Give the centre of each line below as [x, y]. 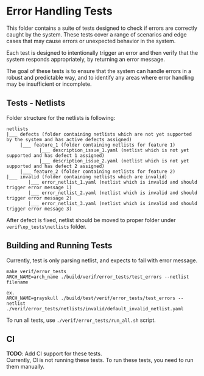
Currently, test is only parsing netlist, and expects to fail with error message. [102, 260]
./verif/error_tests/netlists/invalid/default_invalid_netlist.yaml [95, 308]
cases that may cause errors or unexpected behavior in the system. [91, 41]
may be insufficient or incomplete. [49, 84]
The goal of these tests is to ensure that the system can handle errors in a [99, 71]
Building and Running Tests [59, 245]
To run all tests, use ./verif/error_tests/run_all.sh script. [81, 320]
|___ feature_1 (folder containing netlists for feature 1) [97, 145]
